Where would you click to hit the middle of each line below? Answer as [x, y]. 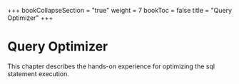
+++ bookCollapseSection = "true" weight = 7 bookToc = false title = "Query [120, 10]
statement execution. [39, 73]
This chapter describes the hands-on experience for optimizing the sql [111, 66]
